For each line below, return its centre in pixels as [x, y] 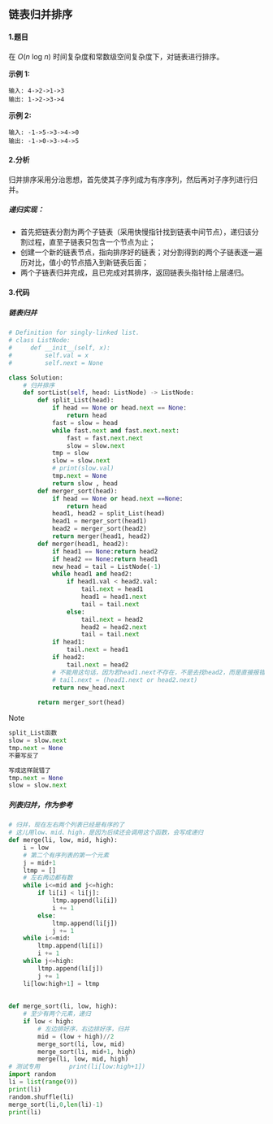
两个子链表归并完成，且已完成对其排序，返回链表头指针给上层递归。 [134, 272]
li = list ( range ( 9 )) [43, 1082]
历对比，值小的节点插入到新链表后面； [84, 262]
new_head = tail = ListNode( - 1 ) [106, 566]
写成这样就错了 [30, 770]
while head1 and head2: [92, 574]
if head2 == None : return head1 [105, 559]
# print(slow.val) [83, 469]
